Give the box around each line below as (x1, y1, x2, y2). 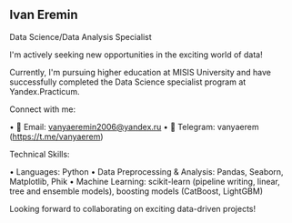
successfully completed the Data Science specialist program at (9, 76, 247, 87)
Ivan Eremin (9, 7, 78, 23)
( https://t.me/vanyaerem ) (9, 131, 104, 142)
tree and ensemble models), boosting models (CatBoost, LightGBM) (9, 186, 264, 197)
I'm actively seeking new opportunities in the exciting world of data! (9, 49, 263, 60)
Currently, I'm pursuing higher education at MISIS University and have (9, 66, 271, 77)
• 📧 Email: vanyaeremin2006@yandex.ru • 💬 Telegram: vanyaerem (9, 121, 259, 132)
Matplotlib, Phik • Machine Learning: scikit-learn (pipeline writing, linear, (9, 176, 280, 187)
